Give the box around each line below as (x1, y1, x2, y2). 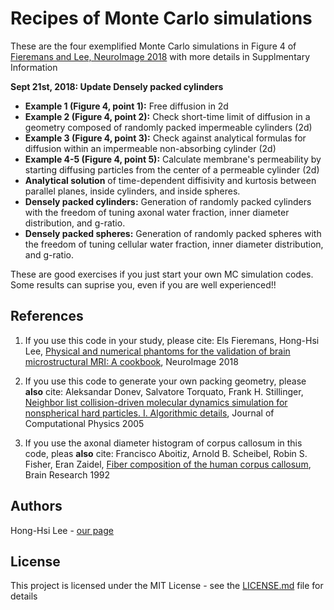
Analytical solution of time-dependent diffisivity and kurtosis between (24, 174, 317, 186)
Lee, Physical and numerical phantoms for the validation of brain (24, 345, 291, 357)
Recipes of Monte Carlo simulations (10, 7, 313, 30)
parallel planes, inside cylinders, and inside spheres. (24, 185, 241, 197)
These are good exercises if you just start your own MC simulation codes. (10, 268, 314, 280)
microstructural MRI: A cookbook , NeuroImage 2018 (24, 355, 239, 367)
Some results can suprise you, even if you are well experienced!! (10, 278, 277, 291)
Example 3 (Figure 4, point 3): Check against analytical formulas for (24, 132, 307, 144)
